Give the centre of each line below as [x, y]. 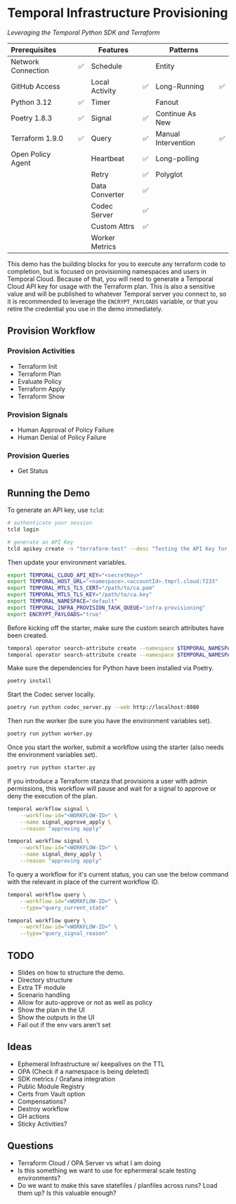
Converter [107, 194]
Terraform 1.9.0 [37, 138]
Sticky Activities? [42, 1124]
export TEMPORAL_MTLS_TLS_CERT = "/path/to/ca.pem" [81, 588]
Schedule [107, 66]
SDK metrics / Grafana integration [66, 1079]
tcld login [23, 529]
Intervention [175, 142]
